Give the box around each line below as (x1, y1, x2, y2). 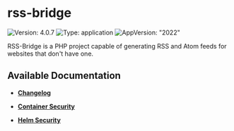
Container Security (17, 102, 76, 111)
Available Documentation (7, 70, 122, 82)
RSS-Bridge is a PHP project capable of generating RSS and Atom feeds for (7, 42, 228, 50)
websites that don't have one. (7, 49, 94, 58)
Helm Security (17, 116, 62, 124)
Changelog (17, 88, 52, 96)
